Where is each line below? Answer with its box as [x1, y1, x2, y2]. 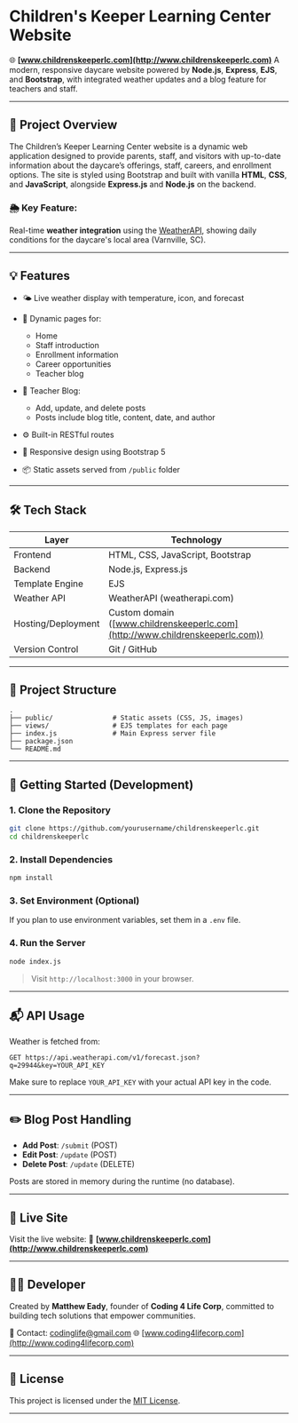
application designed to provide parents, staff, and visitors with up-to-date [9, 150, 281, 161]
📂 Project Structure [9, 682, 117, 698]
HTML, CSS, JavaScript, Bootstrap [107, 548, 252, 560]
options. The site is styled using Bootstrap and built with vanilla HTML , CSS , [9, 169, 287, 179]
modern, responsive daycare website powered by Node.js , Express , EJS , [9, 64, 278, 75]
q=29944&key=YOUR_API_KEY [9, 1061, 105, 1070]
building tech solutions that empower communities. [9, 1310, 196, 1321]
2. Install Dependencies [9, 853, 114, 865]
